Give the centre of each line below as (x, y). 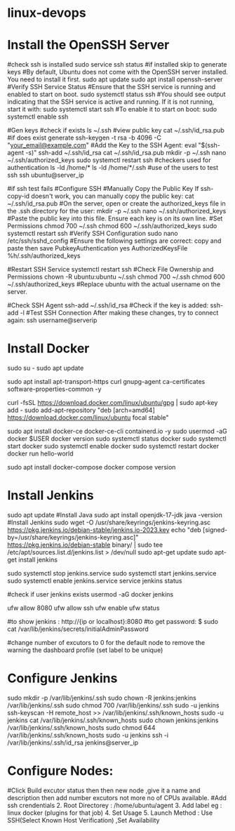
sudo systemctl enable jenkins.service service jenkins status (95, 581)
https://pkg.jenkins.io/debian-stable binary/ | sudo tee (85, 545)
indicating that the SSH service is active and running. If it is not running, (111, 102)
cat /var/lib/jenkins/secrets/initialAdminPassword (78, 629)
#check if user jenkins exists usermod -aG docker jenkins (90, 594)
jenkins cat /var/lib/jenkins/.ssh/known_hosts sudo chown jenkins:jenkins (113, 720)
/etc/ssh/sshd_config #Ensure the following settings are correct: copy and (114, 241)
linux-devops (47, 13)
